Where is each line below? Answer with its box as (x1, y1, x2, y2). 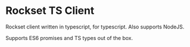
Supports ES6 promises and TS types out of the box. (5, 34, 133, 41)
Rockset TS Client (5, 4, 95, 17)
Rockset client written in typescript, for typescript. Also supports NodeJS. (5, 23, 185, 30)
